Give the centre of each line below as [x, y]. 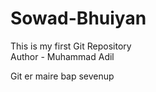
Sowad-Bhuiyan [78, 18]
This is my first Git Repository [71, 46]
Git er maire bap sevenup [62, 76]
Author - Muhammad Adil [62, 56]
